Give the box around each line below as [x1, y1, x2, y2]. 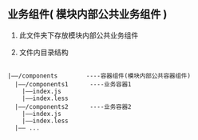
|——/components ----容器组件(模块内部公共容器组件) [7, 71, 191, 80]
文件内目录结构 [18, 47, 69, 57]
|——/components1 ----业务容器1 [14, 80, 133, 88]
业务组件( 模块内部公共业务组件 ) [7, 7, 168, 22]
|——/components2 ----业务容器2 [14, 102, 133, 110]
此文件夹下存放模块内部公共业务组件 [18, 30, 139, 40]
